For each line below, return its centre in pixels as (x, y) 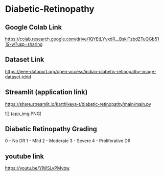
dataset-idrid (18, 77)
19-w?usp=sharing (24, 44)
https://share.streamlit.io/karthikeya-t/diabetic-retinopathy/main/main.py (78, 104)
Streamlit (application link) (47, 92)
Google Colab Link (34, 27)
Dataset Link (25, 60)
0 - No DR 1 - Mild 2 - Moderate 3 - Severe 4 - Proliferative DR (68, 141)
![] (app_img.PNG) (23, 114)
